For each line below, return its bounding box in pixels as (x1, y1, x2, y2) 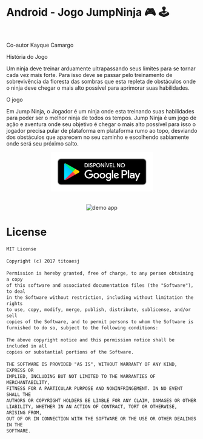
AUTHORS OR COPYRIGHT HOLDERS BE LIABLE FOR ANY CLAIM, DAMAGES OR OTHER (6, 397, 197, 404)
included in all (6, 343, 47, 349)
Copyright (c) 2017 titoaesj (6, 258, 80, 264)
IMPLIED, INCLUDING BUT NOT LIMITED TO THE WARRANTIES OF (6, 373, 156, 380)
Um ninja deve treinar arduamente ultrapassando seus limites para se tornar (6, 65, 196, 72)
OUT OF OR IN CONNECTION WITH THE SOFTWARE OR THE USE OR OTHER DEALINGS (6, 415, 197, 422)
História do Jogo (6, 53, 48, 60)
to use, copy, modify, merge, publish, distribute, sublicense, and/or (6, 306, 191, 313)
